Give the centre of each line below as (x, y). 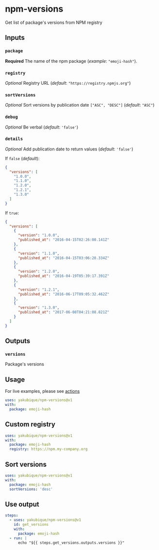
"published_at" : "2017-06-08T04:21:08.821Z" (64, 312)
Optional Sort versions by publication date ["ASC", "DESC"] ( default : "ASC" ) (80, 105)
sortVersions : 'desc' (31, 489)
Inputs (15, 38)
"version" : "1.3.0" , (39, 308)
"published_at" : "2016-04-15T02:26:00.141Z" (64, 240)
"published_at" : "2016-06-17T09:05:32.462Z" (64, 294)
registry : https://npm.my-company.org (49, 449)
